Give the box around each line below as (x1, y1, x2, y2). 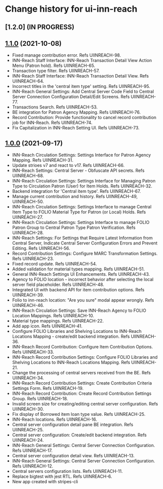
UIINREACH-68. (12, 173, 44, 179)
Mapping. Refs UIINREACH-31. (12, 157, 74, 163)
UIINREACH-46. (12, 303, 44, 308)
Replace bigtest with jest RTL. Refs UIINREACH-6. (12, 473, 112, 479)
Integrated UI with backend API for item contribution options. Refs (12, 287, 145, 293)
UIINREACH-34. (12, 375, 44, 381)
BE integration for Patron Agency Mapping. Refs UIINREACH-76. (12, 109, 141, 115)
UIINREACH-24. (12, 437, 44, 443)
